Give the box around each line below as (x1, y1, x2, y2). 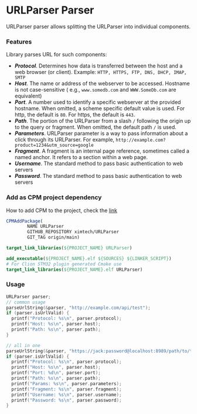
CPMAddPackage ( (6, 218, 43, 224)
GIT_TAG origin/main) (27, 234, 80, 241)
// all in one (6, 342, 41, 348)
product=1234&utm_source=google (14, 142, 94, 149)
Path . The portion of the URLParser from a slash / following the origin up (14, 117, 191, 124)
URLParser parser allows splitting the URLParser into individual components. (6, 23, 191, 30)
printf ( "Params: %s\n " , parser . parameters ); (11, 381, 122, 386)
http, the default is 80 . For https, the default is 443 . (14, 111, 135, 118)
